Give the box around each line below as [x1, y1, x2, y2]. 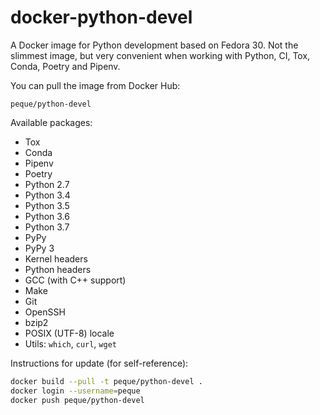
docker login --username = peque [10, 386, 141, 396]
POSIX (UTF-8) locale [24, 327, 115, 339]
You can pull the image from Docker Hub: [10, 79, 181, 91]
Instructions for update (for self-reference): [10, 357, 189, 369]
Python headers [24, 263, 92, 275]
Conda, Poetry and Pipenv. [10, 60, 121, 72]
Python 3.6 [24, 210, 70, 222]
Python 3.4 [24, 189, 71, 201]
